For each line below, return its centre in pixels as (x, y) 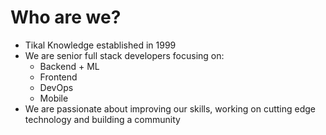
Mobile (54, 98)
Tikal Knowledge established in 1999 (100, 45)
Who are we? (66, 17)
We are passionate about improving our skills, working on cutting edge (170, 108)
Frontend (58, 77)
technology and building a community (102, 119)
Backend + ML (69, 66)
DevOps (56, 87)
